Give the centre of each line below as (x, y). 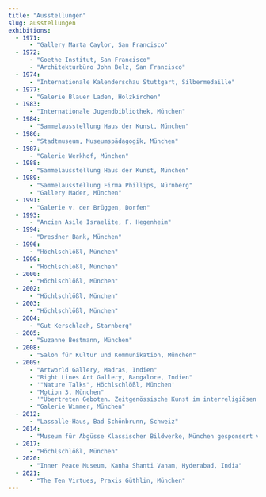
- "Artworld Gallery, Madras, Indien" (93, 370)
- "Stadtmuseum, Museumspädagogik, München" (104, 141)
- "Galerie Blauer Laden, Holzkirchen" (95, 97)
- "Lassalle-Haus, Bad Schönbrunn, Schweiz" (104, 422)
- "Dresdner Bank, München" (76, 237)
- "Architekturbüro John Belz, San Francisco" (107, 67)
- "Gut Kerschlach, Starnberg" (81, 326)
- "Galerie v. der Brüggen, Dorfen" (89, 207)
